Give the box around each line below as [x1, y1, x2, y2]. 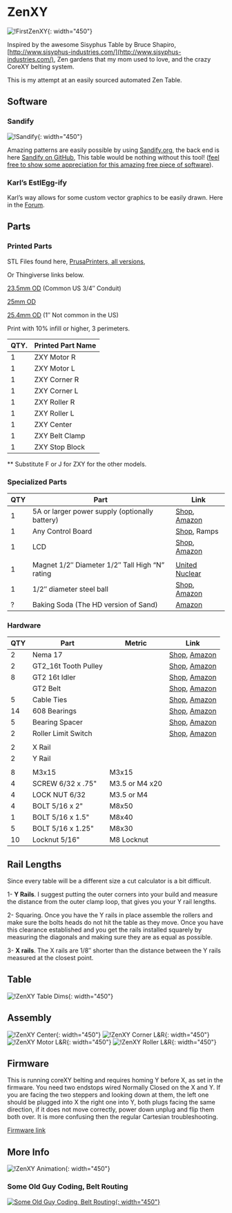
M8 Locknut [109, 835, 148, 845]
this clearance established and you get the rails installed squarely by [7, 925, 202, 934]
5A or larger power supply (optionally [32, 506, 154, 516]
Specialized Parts [7, 477, 68, 487]
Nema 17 [32, 650, 63, 660]
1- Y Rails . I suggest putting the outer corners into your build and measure [7, 890, 218, 899]
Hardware [7, 620, 41, 630]
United [175, 560, 197, 570]
